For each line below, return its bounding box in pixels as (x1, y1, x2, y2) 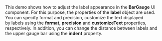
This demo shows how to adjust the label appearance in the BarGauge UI (5, 4, 156, 10)
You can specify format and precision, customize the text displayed (5, 15, 144, 20)
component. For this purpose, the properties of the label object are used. (5, 9, 156, 15)
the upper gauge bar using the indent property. (5, 31, 103, 36)
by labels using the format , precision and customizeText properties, (5, 20, 147, 26)
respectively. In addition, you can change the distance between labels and (5, 25, 158, 31)
